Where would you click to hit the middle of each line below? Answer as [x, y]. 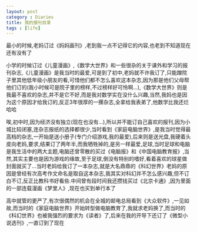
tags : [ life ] [24, 28]
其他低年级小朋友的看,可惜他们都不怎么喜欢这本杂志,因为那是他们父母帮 [103, 80]
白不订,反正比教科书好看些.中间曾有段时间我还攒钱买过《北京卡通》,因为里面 [98, 181]
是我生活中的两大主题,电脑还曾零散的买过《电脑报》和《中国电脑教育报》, [95, 151]
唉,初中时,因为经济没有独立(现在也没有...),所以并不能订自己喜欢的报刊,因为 [96, 122]
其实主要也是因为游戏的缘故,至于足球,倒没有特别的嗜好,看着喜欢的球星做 [100, 159]
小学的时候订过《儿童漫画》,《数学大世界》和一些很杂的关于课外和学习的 [95, 65]
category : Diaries [30, 17]
